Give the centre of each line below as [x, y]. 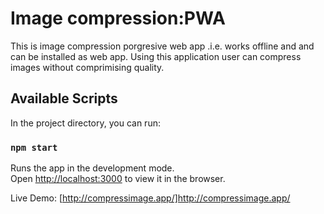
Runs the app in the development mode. [92, 168]
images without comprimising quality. [87, 67]
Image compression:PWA [118, 18]
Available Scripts [64, 98]
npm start [34, 147]
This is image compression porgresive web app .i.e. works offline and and [162, 46]
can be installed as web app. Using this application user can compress [156, 56]
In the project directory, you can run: [85, 123]
